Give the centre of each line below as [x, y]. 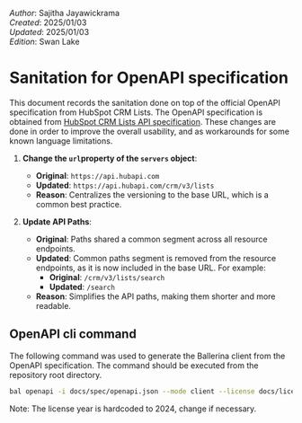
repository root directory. [56, 375]
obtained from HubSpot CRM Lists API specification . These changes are [143, 121]
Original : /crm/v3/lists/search [107, 277]
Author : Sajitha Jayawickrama [64, 13]
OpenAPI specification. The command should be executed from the [134, 365]
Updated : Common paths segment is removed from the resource [156, 258]
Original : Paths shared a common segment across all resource [151, 239]
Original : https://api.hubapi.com [98, 175]
